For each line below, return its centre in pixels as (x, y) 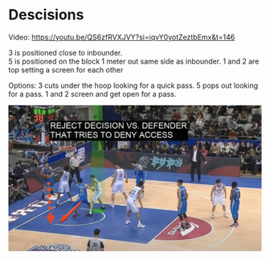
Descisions (46, 15)
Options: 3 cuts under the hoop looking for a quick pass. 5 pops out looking (133, 85)
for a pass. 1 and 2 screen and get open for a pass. (92, 93)
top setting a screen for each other (66, 69)
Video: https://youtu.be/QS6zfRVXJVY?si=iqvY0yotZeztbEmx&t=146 (122, 37)
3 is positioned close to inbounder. (65, 52)
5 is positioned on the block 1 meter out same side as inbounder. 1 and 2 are (134, 61)
